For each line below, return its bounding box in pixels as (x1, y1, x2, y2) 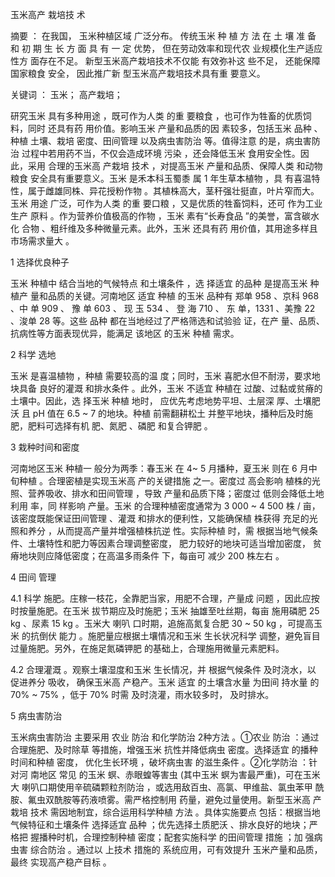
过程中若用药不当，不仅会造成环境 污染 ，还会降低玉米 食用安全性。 (21, 148, 301, 159)
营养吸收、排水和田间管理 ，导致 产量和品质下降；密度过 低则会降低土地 (27, 488, 325, 499)
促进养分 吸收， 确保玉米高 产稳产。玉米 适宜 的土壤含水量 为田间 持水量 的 (10, 676, 320, 688)
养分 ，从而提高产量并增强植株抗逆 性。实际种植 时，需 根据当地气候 (27, 525, 310, 537)
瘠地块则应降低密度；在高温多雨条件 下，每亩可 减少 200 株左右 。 (10, 550, 285, 562)
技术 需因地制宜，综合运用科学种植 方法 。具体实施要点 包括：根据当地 (29, 806, 321, 818)
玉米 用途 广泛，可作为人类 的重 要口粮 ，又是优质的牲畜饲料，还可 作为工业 (10, 198, 323, 209)
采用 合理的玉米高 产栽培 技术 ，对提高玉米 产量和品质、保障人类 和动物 (27, 160, 323, 172)
